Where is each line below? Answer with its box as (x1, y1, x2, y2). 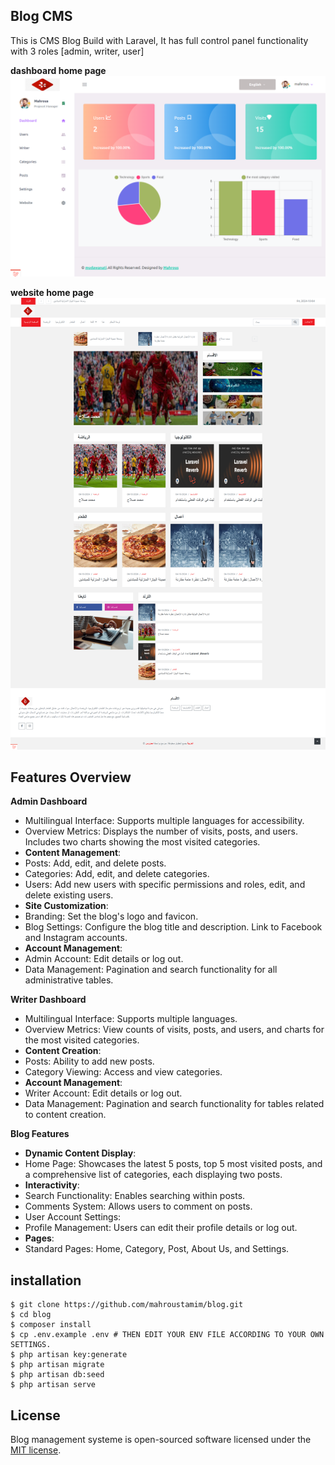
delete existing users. (24, 889, 114, 901)
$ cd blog (10, 1310, 52, 1320)
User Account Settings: (24, 1211, 122, 1223)
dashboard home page (10, 64, 107, 76)
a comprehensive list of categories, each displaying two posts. (24, 1169, 283, 1181)
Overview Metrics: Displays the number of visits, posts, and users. (24, 825, 298, 838)
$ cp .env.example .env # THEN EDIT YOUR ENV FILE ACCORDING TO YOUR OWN (10, 1330, 325, 1340)
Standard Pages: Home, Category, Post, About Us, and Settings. (24, 1243, 290, 1255)
